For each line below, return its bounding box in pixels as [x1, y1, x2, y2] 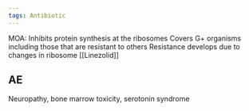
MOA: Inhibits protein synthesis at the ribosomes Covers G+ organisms [8, 33, 242, 43]
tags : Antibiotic [8, 11, 66, 20]
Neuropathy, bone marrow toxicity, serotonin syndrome [8, 94, 190, 104]
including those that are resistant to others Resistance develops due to [8, 41, 241, 52]
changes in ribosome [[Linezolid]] [8, 50, 120, 59]
